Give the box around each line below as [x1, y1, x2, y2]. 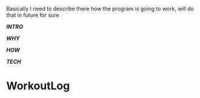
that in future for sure [6, 11, 59, 19]
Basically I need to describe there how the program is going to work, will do [6, 5, 195, 12]
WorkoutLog [6, 79, 70, 93]
